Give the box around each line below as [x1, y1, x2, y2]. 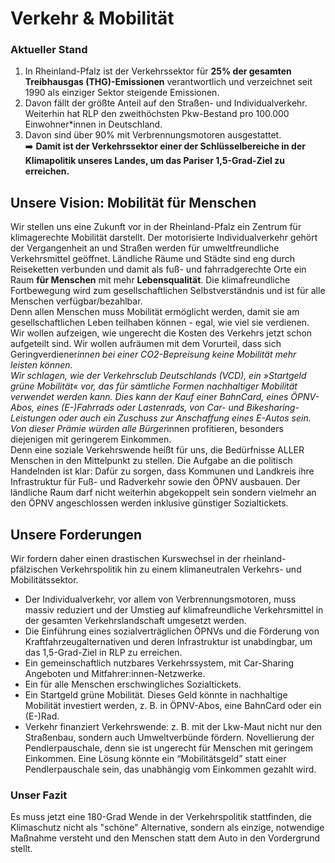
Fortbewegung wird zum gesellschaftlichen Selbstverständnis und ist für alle [10, 285, 326, 297]
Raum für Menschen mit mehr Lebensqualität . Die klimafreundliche [10, 274, 291, 286]
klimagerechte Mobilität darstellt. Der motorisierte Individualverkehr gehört [10, 232, 318, 244]
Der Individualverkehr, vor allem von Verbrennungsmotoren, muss [24, 593, 297, 606]
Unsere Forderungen [10, 526, 143, 543]
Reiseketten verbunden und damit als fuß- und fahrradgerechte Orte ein [10, 263, 307, 276]
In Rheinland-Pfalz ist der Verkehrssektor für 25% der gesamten [24, 65, 292, 77]
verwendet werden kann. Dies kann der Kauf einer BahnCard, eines [10, 391, 289, 403]
